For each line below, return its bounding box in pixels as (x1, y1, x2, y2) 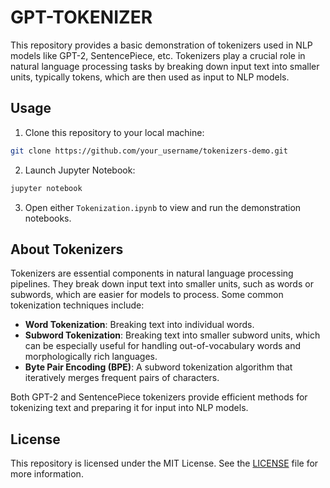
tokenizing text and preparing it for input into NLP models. (10, 402, 249, 414)
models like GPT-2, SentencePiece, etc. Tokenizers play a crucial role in (10, 49, 306, 61)
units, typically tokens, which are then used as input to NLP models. (10, 71, 290, 83)
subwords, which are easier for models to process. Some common (10, 289, 284, 301)
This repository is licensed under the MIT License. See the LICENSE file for (10, 457, 319, 470)
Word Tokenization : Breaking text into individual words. (24, 319, 255, 331)
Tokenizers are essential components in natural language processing (10, 267, 294, 280)
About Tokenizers (10, 241, 124, 258)
